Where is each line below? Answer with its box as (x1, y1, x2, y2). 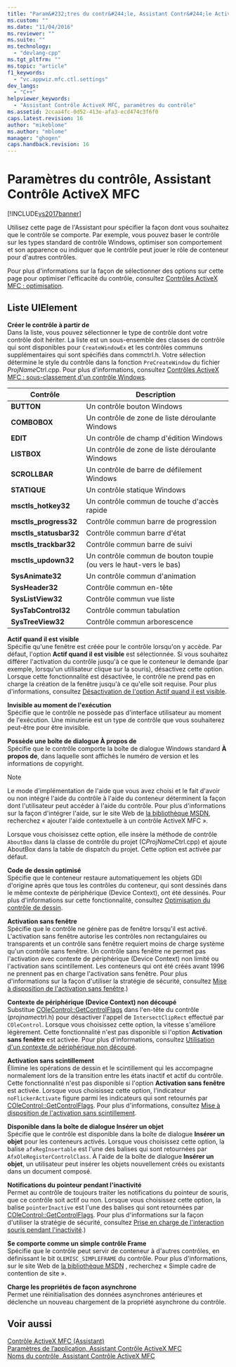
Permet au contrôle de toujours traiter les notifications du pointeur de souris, (7, 1188, 229, 1196)
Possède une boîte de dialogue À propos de (7, 736, 137, 745)
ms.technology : (7, 43, 52, 50)
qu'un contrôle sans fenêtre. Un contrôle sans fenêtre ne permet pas (7, 946, 206, 955)
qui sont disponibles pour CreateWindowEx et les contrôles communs (7, 342, 203, 352)
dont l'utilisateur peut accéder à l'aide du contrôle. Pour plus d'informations (7, 801, 226, 809)
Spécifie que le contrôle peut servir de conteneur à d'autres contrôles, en (7, 1246, 220, 1255)
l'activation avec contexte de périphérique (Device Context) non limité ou (7, 954, 219, 963)
